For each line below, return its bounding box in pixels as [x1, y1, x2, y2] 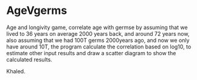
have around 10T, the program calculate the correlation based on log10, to [6, 43, 192, 50]
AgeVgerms [6, 4, 67, 18]
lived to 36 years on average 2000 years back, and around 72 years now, [6, 30, 190, 37]
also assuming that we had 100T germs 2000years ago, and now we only [6, 36, 190, 44]
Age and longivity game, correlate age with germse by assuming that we [6, 24, 188, 31]
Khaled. [6, 67, 26, 75]
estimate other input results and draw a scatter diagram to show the [6, 49, 176, 56]
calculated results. [6, 56, 53, 63]
